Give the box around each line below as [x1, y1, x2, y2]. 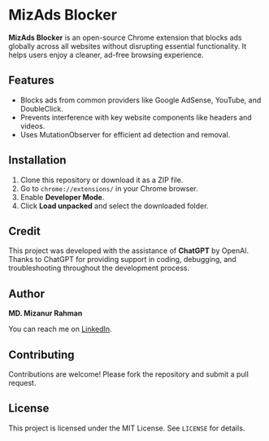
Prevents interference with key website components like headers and [20, 112, 252, 122]
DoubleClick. [20, 103, 63, 113]
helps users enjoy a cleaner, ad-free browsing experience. [8, 50, 204, 59]
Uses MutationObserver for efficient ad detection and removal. [20, 129, 231, 139]
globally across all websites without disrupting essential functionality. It [8, 41, 247, 50]
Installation [8, 153, 67, 168]
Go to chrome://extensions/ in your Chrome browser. [20, 183, 199, 193]
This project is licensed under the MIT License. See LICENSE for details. [8, 423, 245, 433]
